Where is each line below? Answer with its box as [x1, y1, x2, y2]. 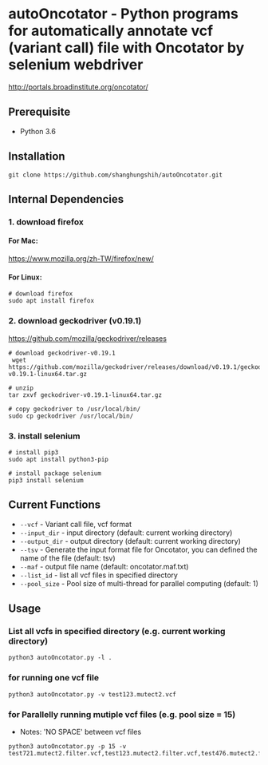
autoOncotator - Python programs [8, 5, 239, 23]
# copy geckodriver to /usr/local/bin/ [8, 405, 141, 413]
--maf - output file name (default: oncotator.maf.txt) [19, 561, 189, 571]
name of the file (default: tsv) [19, 553, 116, 563]
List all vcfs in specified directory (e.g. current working [8, 626, 226, 636]
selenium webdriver [8, 56, 144, 74]
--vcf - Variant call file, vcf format [19, 519, 132, 529]
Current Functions [8, 498, 101, 512]
